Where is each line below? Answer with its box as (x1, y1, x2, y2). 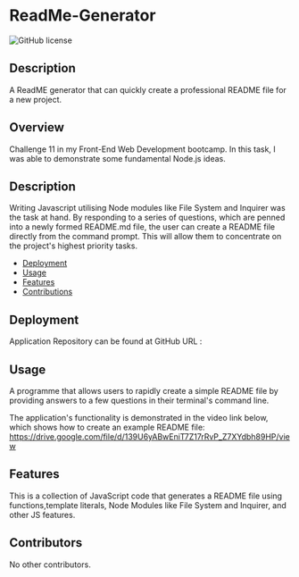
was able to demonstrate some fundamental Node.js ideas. (9, 153, 226, 163)
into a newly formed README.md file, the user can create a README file (9, 222, 275, 232)
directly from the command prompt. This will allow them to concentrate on (9, 231, 282, 242)
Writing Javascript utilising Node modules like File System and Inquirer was (9, 203, 286, 213)
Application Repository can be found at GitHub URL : (9, 336, 203, 347)
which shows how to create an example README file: (9, 422, 205, 432)
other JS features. (9, 509, 76, 520)
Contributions (21, 287, 73, 297)
